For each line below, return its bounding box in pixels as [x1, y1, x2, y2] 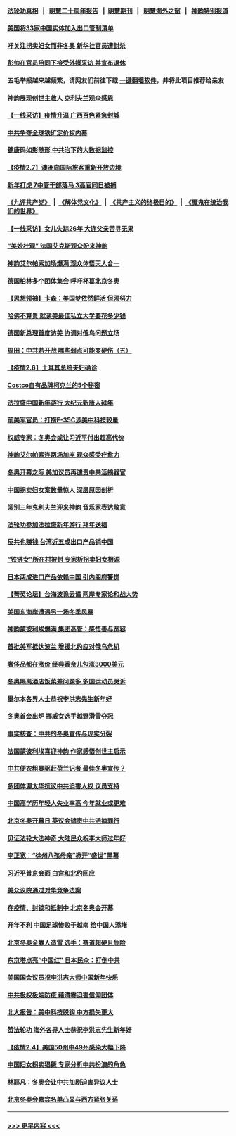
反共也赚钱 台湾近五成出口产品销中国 [7, 538, 114, 546]
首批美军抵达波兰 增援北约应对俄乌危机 [7, 642, 120, 650]
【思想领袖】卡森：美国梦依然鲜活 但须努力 [7, 294, 132, 303]
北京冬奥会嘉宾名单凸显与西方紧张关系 [7, 1095, 118, 1104]
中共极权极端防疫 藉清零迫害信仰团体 [7, 990, 114, 999]
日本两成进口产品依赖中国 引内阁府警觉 [7, 572, 120, 581]
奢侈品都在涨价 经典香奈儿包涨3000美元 [7, 659, 124, 668]
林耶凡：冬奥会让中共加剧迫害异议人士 [7, 1078, 118, 1086]
